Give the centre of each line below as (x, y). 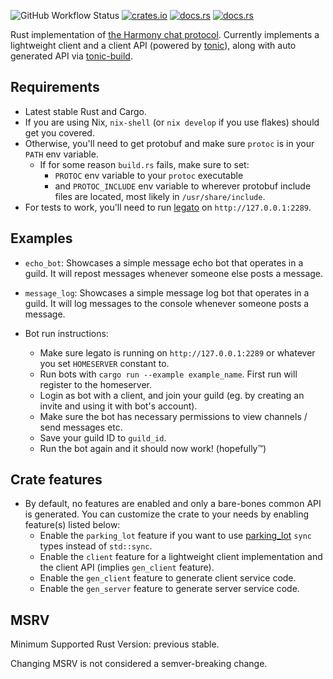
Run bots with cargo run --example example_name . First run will (168, 374)
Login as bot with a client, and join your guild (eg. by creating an (172, 395)
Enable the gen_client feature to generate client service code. (168, 578)
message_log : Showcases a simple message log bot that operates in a (167, 292)
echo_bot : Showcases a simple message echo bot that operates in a (164, 262)
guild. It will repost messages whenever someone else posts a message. (174, 273)
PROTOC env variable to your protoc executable (149, 175)
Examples (41, 238)
